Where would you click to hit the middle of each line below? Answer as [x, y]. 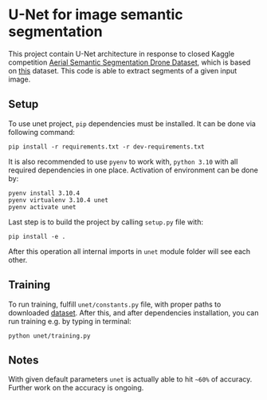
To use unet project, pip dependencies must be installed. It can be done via [132, 123]
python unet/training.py [49, 336]
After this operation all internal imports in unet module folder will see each [130, 251]
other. [18, 259]
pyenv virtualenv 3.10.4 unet [59, 200]
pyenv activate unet [43, 207]
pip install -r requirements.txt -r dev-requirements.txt [106, 147]
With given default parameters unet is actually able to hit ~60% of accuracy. [130, 379]
